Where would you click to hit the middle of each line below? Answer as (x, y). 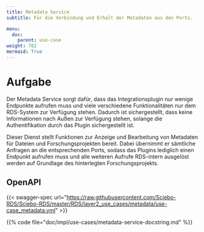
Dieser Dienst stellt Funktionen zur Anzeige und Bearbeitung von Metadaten (102, 137)
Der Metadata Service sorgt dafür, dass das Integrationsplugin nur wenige (100, 99)
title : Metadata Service (38, 12)
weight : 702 (21, 46)
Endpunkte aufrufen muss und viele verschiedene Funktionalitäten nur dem (101, 106)
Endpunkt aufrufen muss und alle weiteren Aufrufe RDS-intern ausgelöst (98, 157)
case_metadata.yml (31, 210)
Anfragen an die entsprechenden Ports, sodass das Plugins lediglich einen (100, 150)
